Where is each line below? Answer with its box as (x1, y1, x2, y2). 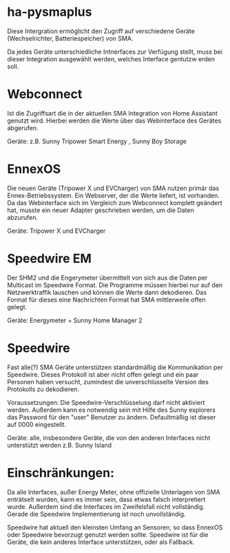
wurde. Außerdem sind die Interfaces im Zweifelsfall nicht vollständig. (7, 502, 205, 510)
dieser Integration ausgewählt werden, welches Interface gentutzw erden (7, 54, 216, 63)
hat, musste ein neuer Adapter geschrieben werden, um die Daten (7, 206, 194, 214)
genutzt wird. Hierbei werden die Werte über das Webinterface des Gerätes (7, 116, 222, 125)
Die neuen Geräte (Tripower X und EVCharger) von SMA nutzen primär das (7, 184, 219, 192)
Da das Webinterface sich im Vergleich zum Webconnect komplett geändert (7, 198, 222, 207)
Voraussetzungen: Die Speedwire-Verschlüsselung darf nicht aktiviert (7, 398, 205, 406)
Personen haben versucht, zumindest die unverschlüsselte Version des (7, 377, 209, 386)
